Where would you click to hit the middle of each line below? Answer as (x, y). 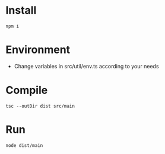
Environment (38, 50)
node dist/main (24, 145)
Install (21, 10)
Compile (27, 90)
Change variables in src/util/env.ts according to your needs (86, 66)
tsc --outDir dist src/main (40, 106)
